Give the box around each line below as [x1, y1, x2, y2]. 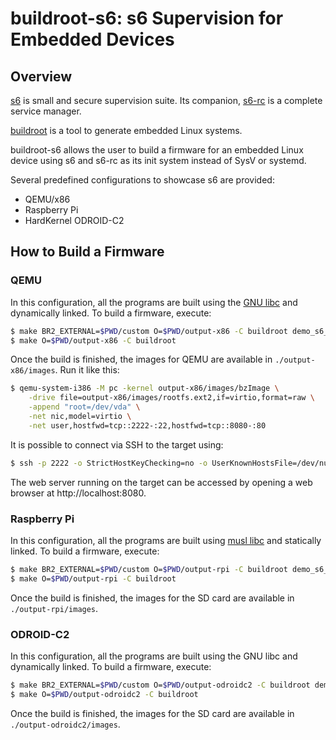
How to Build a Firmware [10, 243, 165, 261]
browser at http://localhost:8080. [10, 487, 147, 499]
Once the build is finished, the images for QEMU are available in [10, 353, 273, 366]
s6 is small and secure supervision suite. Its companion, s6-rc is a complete [10, 95, 323, 106]
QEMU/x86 [24, 193, 71, 205]
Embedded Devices [10, 28, 175, 51]
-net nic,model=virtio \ [28, 412, 132, 422]
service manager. [10, 105, 82, 117]
